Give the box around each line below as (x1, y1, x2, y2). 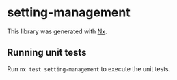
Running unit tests (7, 47, 87, 58)
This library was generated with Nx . (7, 27, 107, 35)
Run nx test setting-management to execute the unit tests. (7, 64, 171, 73)
